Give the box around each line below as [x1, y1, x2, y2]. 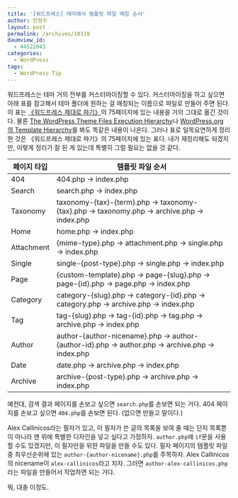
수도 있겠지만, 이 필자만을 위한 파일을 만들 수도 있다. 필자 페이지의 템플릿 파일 [14, 441, 228, 450]
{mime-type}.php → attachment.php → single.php [56, 238, 223, 248]
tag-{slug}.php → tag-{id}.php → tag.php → [56, 310, 203, 320]
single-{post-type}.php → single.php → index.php [56, 258, 225, 268]
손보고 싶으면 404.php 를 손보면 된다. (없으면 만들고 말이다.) [20, 408, 183, 417]
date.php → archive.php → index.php [56, 360, 179, 370]
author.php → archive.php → [119, 339, 215, 349]
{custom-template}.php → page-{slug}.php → [56, 270, 210, 280]
